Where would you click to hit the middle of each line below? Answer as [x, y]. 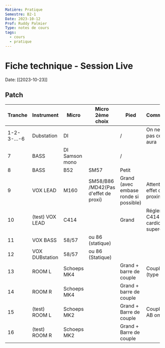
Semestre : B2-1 [21, 14]
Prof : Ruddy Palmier [26, 23]
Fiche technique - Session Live [69, 66]
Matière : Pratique [24, 10]
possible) [131, 203]
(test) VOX [44, 217]
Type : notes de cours [27, 28]
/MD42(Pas [102, 187]
